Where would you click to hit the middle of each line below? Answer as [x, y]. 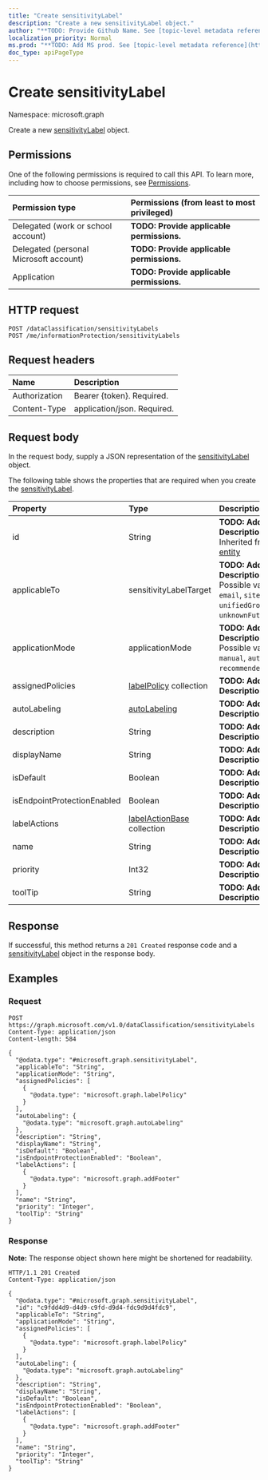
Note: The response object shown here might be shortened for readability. [130, 1258]
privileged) [152, 212]
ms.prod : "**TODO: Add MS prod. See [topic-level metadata [108, 46]
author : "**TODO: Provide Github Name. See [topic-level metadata [121, 30]
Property [30, 509]
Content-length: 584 [43, 1039]
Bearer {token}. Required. [121, 396]
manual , [233, 658]
